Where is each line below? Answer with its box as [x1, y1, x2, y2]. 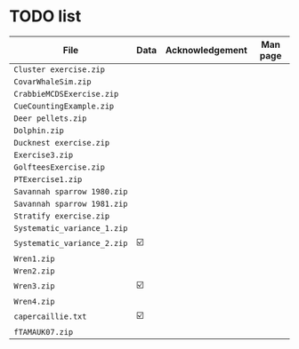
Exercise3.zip [13, 149, 74, 160]
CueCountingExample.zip [13, 100, 115, 111]
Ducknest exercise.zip [13, 138, 109, 147]
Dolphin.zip [13, 125, 65, 135]
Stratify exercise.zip [13, 210, 109, 221]
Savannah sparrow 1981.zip [13, 198, 128, 209]
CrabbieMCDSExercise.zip [13, 89, 119, 99]
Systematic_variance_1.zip [13, 223, 128, 233]
